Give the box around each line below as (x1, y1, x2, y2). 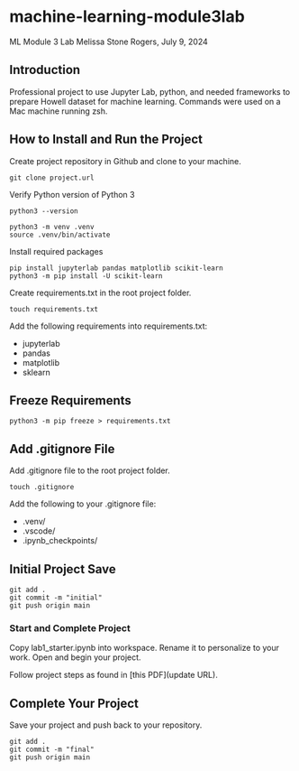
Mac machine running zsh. (9, 106, 108, 116)
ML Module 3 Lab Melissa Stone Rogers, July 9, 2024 (9, 36, 209, 47)
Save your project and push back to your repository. (9, 720, 203, 730)
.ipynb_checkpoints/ (22, 535, 98, 546)
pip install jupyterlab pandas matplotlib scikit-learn (9, 264, 223, 273)
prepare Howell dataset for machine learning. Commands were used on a (9, 96, 281, 107)
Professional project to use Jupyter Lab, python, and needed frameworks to (9, 86, 291, 97)
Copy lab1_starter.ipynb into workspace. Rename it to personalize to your (9, 643, 280, 654)
